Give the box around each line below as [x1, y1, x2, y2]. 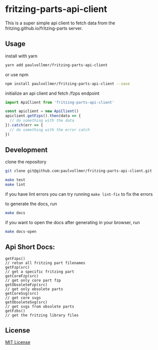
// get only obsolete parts [5, 286, 64, 292]
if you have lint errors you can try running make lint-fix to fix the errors [5, 191, 153, 197]
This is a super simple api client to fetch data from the [5, 20, 115, 26]
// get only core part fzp [5, 278, 61, 283]
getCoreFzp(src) [5, 273, 39, 278]
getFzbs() [5, 308, 26, 313]
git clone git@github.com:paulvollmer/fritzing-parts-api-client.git [5, 168, 153, 174]
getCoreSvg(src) [5, 291, 39, 296]
